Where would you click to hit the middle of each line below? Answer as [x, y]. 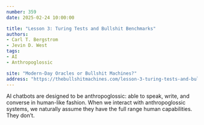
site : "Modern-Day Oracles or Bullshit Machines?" [72, 73]
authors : [17, 34]
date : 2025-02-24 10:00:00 [40, 18]
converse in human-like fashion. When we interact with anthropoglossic [96, 103]
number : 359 [21, 12]
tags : [13, 51]
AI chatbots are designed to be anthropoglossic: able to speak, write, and [98, 96]
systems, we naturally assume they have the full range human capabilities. [99, 109]
